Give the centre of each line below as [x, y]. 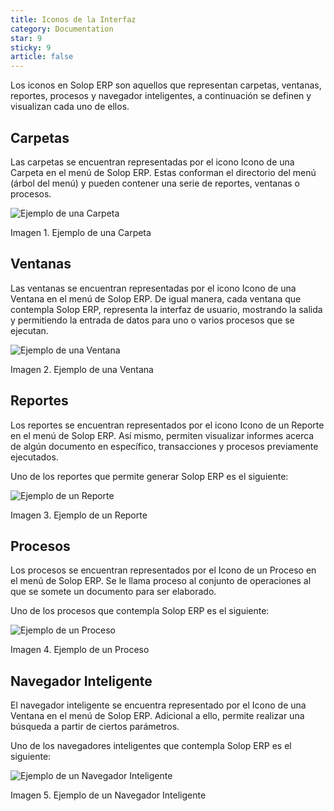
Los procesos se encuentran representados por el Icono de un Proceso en [163, 570]
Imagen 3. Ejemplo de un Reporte [79, 515]
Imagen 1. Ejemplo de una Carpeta [81, 232]
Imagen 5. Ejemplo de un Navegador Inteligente [108, 795]
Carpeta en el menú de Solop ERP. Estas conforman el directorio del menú [163, 172]
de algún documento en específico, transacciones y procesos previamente [164, 446]
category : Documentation [62, 29]
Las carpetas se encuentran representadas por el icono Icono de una [152, 162]
